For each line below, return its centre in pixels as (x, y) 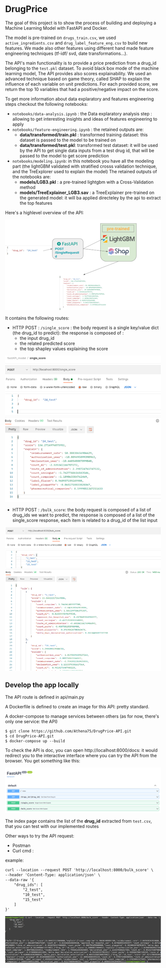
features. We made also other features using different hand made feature (80, 48)
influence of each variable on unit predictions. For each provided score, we (82, 84)
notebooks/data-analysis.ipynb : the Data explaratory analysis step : (82, 114)
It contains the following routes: (37, 318)
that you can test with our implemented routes (52, 826)
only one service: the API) (31, 721)
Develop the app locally (42, 685)
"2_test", (33, 890)
